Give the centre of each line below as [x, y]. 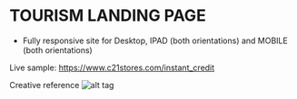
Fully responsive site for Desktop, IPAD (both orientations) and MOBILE [155, 40]
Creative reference [45, 85]
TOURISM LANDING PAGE [108, 16]
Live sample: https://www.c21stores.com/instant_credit [112, 67]
